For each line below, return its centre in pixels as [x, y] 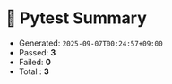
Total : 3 [34, 71]
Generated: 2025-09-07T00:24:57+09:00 [91, 43]
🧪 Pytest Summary [76, 18]
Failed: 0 [35, 62]
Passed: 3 [37, 52]
